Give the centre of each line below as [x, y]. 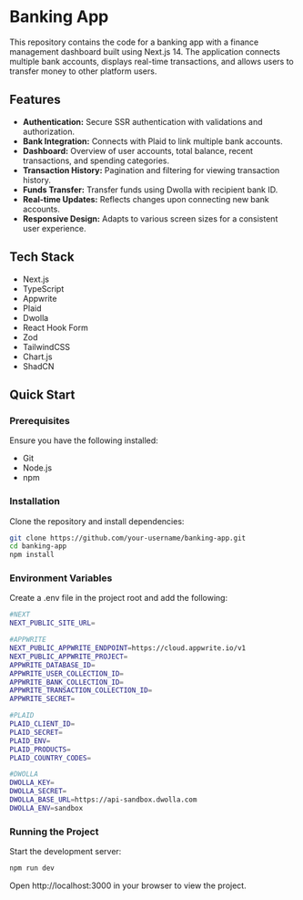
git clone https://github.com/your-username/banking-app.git [128, 538]
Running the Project [54, 832]
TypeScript [43, 288]
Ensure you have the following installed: [84, 440]
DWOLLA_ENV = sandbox [46, 808]
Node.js [37, 468]
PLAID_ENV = [30, 740]
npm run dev [32, 868]
